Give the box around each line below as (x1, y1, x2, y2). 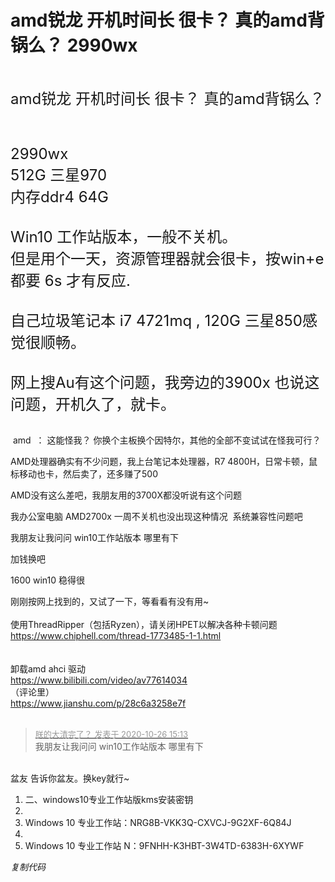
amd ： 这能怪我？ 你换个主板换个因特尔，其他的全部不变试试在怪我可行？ (12, 434, 322, 446)
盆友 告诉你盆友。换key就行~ (10, 772, 130, 784)
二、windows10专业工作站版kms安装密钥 (24, 793, 194, 805)
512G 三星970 (10, 165, 108, 185)
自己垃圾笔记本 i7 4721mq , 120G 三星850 (10, 311, 303, 330)
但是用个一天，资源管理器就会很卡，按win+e (10, 249, 325, 268)
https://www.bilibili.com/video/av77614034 (10, 674, 188, 686)
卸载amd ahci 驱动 (10, 662, 87, 675)
